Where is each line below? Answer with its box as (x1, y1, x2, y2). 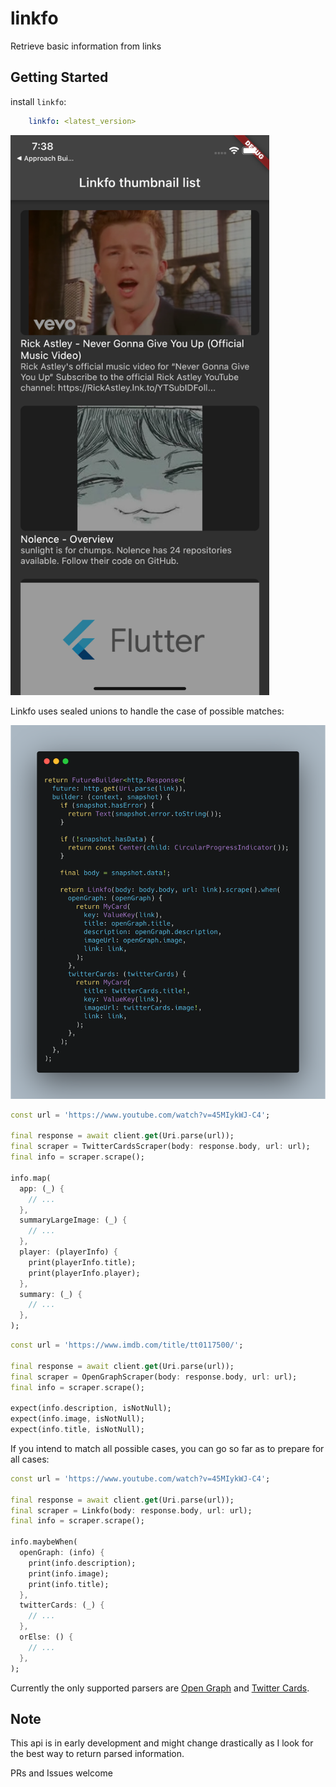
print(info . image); (28, 1568, 110, 1579)
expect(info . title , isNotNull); (10, 1425, 145, 1435)
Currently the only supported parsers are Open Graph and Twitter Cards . (10, 1682, 310, 1694)
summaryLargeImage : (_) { (19, 1215, 128, 1226)
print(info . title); (28, 1579, 110, 1589)
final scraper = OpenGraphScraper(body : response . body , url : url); (10, 1372, 298, 1382)
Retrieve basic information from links (10, 40, 162, 52)
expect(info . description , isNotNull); (10, 1403, 172, 1414)
